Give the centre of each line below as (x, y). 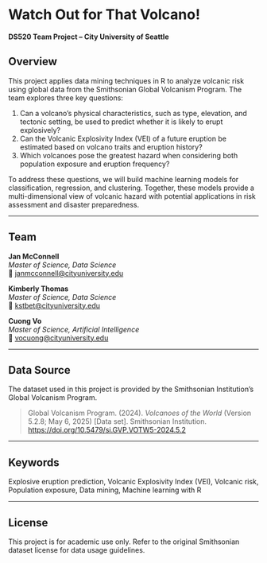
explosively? (40, 130)
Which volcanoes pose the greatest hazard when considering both (129, 155)
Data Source (39, 370)
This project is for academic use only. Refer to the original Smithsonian (124, 542)
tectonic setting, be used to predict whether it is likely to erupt (121, 122)
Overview (33, 62)
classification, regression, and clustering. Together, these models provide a (131, 188)
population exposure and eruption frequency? (95, 164)
